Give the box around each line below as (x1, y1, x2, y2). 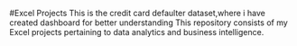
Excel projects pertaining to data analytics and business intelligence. (9, 27, 265, 37)
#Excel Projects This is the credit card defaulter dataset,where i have (9, 8, 266, 18)
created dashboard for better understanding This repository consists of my (9, 17, 289, 28)
